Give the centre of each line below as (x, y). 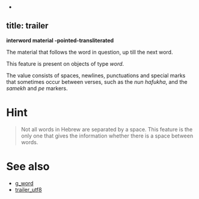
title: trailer (27, 26)
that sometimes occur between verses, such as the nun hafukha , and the (97, 81)
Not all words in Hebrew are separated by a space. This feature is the (107, 129)
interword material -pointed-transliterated (60, 40)
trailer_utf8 (28, 189)
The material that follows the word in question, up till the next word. (90, 52)
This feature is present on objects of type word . (65, 63)
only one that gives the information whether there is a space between (107, 136)
